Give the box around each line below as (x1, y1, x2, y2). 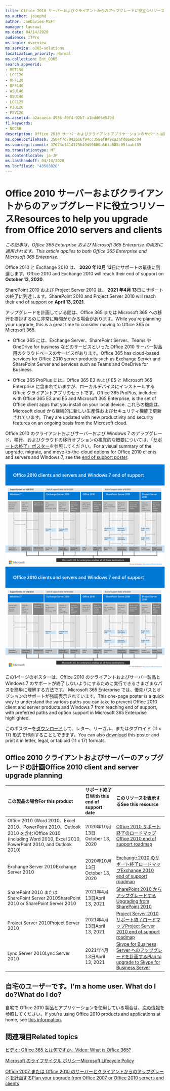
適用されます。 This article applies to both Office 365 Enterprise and (5, 248, 147, 254)
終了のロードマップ (116, 830, 156, 836)
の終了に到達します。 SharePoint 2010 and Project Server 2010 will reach (5, 293, 156, 299)
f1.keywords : (5, 121, 33, 126)
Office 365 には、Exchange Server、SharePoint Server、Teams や (12, 337, 151, 343)
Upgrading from (116, 898, 150, 904)
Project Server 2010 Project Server (7, 920, 80, 926)
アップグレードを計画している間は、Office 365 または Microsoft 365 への (5, 309, 158, 315)
